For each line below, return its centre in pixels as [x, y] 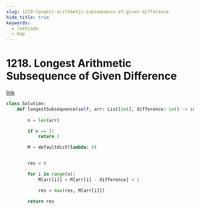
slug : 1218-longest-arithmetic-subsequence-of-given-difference [87, 12]
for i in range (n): [52, 174]
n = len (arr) [44, 120]
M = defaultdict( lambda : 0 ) [62, 147]
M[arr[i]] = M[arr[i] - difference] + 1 [89, 180]
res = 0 [37, 164]
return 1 [49, 137]
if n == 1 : [41, 131]
